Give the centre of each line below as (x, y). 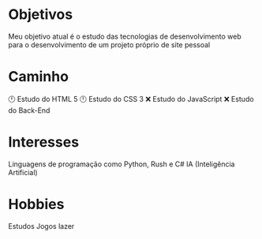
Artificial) (23, 172)
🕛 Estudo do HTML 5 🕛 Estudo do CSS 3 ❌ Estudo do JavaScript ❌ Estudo (131, 99)
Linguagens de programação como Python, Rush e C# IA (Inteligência (122, 164)
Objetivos (41, 15)
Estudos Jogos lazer (41, 226)
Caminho (39, 77)
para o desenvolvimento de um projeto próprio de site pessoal (109, 44)
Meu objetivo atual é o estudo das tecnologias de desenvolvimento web (125, 36)
